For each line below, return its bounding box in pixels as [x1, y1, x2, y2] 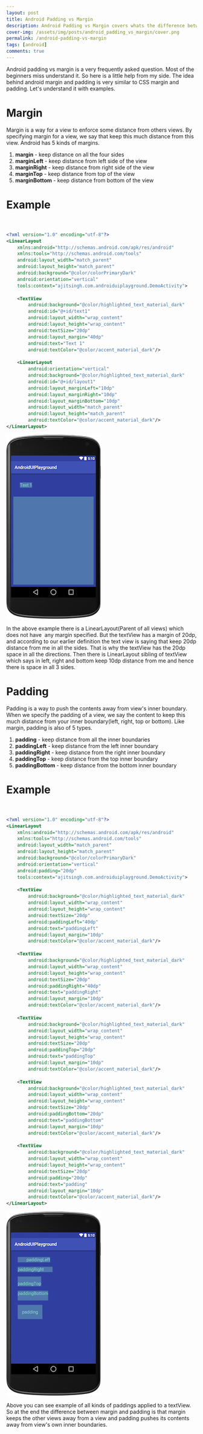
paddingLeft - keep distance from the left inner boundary [14, 742, 159, 749]
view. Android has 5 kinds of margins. [6, 139, 100, 146]
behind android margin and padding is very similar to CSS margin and [6, 78, 179, 86]
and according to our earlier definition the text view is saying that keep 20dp [6, 638, 196, 645]
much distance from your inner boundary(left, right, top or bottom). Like [6, 718, 185, 725]
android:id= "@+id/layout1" [28, 379, 96, 385]
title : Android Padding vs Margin [6, 16, 94, 22]
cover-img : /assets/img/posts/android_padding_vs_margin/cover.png [6, 29, 180, 35]
